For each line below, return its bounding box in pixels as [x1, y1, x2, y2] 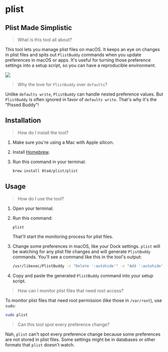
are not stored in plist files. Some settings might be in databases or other [5, 336, 155, 342]
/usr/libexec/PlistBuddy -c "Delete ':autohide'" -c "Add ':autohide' [12, 264, 163, 269]
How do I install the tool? [17, 129, 69, 136]
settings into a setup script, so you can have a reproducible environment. [5, 63, 156, 68]
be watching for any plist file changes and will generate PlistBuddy [12, 249, 151, 255]
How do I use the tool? [17, 195, 64, 201]
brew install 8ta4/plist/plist [12, 168, 78, 173]
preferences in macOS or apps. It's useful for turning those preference [5, 57, 151, 63]
